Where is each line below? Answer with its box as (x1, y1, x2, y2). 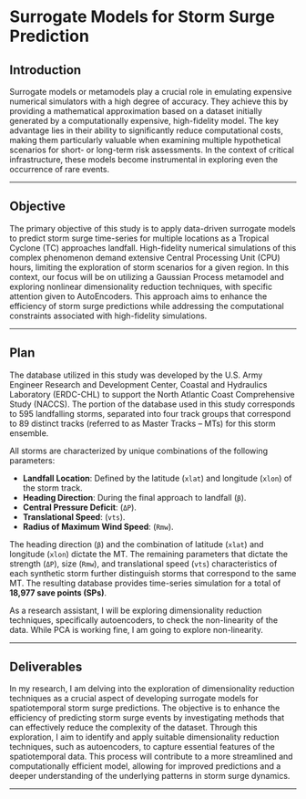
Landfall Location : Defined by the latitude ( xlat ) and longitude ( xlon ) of (22, 472, 292, 483)
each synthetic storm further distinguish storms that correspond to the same (9, 567, 297, 578)
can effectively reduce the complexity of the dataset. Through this (9, 722, 258, 733)
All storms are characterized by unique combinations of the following (9, 445, 269, 456)
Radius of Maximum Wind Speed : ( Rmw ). (22, 521, 175, 532)
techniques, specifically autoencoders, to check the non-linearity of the (9, 614, 279, 626)
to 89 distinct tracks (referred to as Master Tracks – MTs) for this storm (9, 418, 276, 429)
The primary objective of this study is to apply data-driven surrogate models (9, 223, 296, 233)
